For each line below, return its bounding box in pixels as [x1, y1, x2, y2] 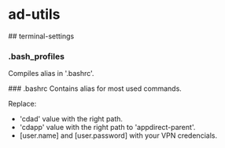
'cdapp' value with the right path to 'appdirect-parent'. [19, 123, 196, 132]
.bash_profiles [8, 51, 65, 62]
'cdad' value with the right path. [19, 114, 124, 124]
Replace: [8, 99, 37, 109]
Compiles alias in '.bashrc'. [8, 69, 94, 78]
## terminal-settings [8, 31, 75, 41]
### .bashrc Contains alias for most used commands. [8, 84, 183, 93]
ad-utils [8, 5, 61, 23]
